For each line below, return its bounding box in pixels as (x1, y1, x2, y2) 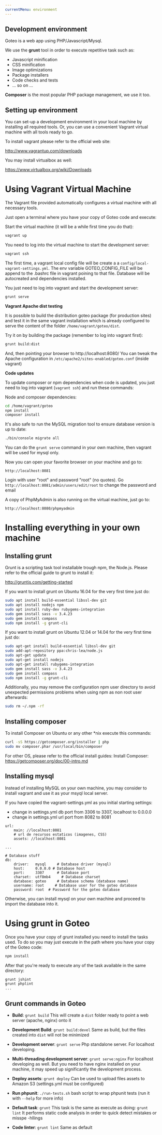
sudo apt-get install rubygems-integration (5, 662, 94, 667)
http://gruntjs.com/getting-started (5, 579, 73, 585)
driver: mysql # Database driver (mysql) (14, 862, 111, 867)
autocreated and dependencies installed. (5, 275, 87, 281)
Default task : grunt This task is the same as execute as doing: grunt (12, 1104, 148, 1110)
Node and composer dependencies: (5, 394, 77, 400)
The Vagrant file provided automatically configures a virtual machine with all (5, 200, 157, 206)
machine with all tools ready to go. (5, 129, 74, 135)
